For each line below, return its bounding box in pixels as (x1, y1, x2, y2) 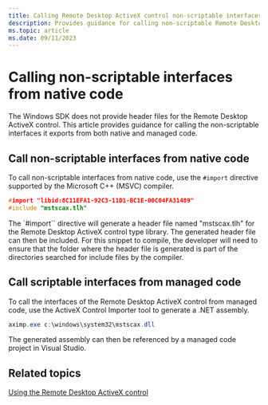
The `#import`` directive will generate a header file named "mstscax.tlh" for (8, 218, 255, 228)
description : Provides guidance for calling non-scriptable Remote (8, 19, 238, 27)
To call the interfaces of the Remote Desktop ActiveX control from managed (8, 297, 258, 306)
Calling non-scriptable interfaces (8, 69, 234, 86)
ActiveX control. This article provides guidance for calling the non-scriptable (8, 120, 259, 130)
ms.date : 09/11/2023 (8, 33, 77, 42)
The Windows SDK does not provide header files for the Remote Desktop (8, 112, 249, 121)
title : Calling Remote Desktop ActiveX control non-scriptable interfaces (8, 11, 262, 20)
